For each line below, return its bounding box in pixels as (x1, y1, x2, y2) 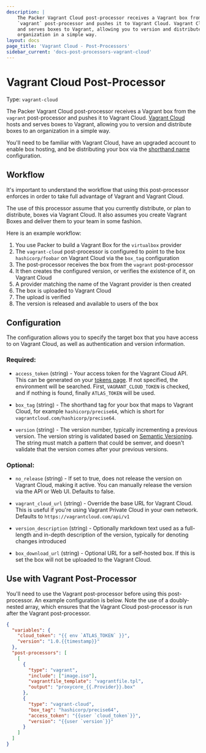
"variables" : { (12, 627, 51, 633)
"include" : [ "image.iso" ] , (28, 673, 97, 679)
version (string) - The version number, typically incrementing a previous (15, 426, 198, 433)
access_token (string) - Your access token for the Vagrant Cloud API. (15, 369, 188, 377)
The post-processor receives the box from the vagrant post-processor (15, 261, 194, 268)
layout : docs (6, 37, 40, 44)
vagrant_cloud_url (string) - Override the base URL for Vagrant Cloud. (15, 499, 193, 506)
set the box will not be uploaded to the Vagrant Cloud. (15, 556, 152, 563)
